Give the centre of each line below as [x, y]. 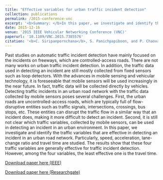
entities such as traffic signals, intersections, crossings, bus [86, 107]
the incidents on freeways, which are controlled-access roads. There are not [81, 60]
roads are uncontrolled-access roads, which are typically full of [68, 101]
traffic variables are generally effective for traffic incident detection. [73, 148]
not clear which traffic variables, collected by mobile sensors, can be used [80, 122]
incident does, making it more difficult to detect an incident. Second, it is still [81, 117]
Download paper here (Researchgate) [43, 172]
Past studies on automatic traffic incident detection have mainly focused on [81, 55]
